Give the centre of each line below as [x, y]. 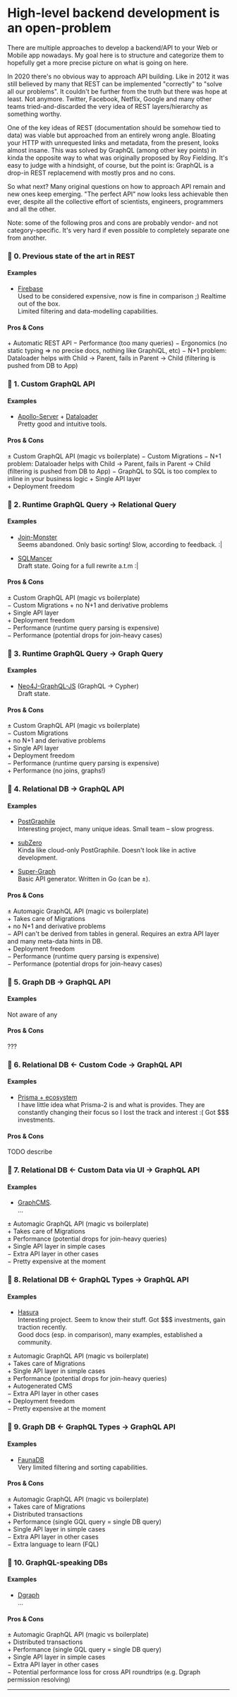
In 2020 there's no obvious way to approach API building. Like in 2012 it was [118, 76]
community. [35, 1343]
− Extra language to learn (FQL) [53, 1544]
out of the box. [39, 304]
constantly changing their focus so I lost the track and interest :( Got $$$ [123, 1113]
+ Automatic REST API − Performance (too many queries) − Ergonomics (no [117, 343]
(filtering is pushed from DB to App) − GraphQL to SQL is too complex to [112, 471]
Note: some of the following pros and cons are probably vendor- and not [113, 222]
